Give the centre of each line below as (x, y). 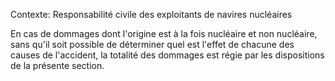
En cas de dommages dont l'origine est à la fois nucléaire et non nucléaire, (164, 33)
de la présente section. (57, 65)
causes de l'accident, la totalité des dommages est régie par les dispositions (167, 55)
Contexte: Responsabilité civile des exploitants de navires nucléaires (151, 14)
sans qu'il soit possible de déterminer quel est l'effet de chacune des (152, 44)
